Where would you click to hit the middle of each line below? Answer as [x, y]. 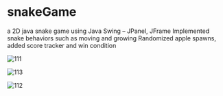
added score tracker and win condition [62, 45]
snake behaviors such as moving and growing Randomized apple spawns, [111, 38]
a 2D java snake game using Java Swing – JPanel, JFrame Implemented [108, 31]
